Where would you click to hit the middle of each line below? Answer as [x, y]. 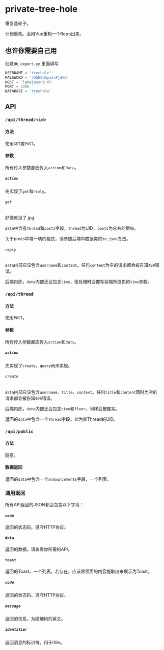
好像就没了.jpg [20, 218]
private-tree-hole [41, 9]
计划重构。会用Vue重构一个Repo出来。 [45, 33]
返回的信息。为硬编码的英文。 [35, 619]
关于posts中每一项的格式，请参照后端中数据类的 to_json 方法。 [68, 239]
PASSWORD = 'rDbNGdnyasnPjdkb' [37, 77]
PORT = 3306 [17, 87]
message [13, 606]
